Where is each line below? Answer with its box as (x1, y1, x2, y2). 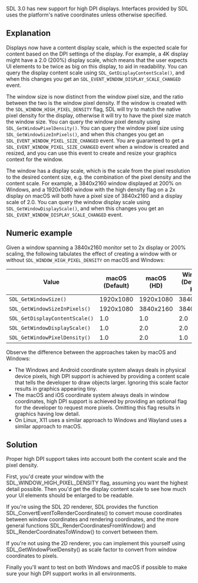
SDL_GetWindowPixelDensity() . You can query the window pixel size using (6, 124, 184, 132)
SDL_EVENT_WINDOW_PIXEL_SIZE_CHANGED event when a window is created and (6, 143, 189, 150)
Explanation (6, 28, 51, 38)
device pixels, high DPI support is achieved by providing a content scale (14, 372, 190, 379)
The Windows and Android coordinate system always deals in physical (14, 366, 186, 374)
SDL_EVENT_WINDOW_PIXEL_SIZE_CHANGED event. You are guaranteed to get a (6, 137, 184, 144)
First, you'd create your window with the (6, 473, 104, 480)
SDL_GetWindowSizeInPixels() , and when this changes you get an (6, 130, 164, 137)
